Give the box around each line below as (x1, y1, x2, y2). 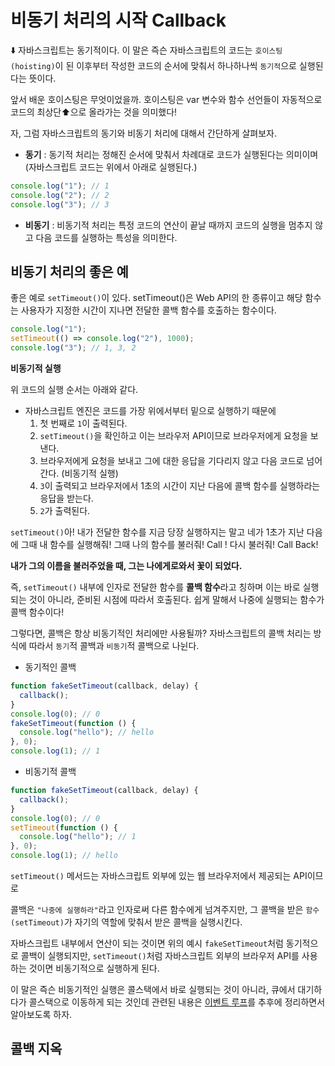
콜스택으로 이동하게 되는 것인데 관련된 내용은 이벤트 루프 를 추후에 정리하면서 (28, 996, 326, 1008)
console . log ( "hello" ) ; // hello (19, 727, 155, 738)
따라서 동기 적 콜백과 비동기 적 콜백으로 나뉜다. (28, 640, 200, 651)
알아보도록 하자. (10, 1009, 73, 1020)
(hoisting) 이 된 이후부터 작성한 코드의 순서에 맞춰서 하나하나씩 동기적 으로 (10, 59, 297, 71)
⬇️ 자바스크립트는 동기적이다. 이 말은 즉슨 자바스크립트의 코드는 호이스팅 (10, 44, 283, 56)
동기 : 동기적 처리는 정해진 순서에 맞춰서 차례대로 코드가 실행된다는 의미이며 (24, 148, 319, 160)
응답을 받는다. (39, 492, 94, 504)
